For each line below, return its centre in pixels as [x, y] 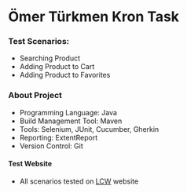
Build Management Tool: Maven [71, 121]
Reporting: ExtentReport [59, 137]
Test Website [30, 164]
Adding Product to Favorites [65, 75]
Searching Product [50, 58]
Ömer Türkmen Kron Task [93, 17]
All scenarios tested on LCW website [79, 181]
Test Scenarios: [39, 42]
